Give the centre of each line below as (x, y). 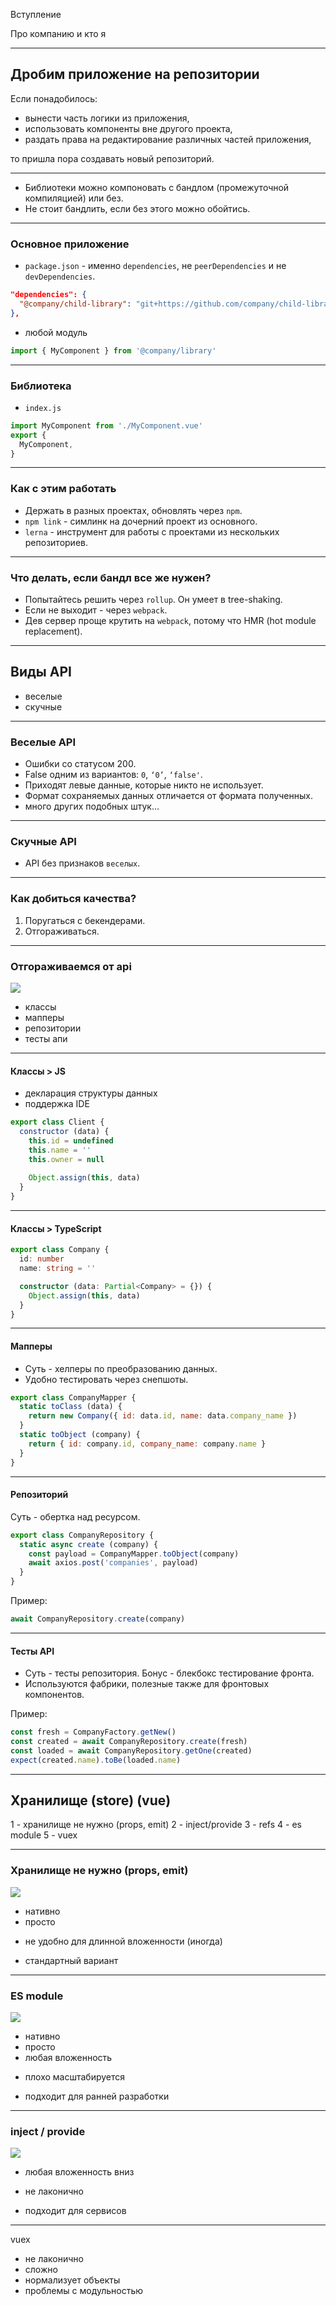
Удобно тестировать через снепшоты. (106, 1379)
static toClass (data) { (71, 1407)
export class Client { (57, 1122)
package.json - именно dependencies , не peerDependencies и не (155, 266)
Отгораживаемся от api (71, 966)
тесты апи (46, 1038)
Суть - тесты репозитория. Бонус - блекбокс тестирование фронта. (169, 1673)
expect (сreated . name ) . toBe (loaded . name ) (96, 1760)
